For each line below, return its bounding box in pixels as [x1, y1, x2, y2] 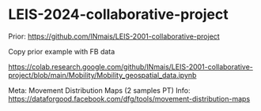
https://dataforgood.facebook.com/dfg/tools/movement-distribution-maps [8, 94, 251, 103]
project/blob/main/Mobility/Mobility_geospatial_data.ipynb [8, 70, 197, 80]
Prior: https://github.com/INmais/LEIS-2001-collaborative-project [8, 31, 220, 41]
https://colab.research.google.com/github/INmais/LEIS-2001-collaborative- [8, 61, 253, 72]
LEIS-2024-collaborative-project [8, 6, 229, 24]
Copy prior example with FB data [8, 46, 115, 56]
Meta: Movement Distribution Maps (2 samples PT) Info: [8, 85, 191, 95]
